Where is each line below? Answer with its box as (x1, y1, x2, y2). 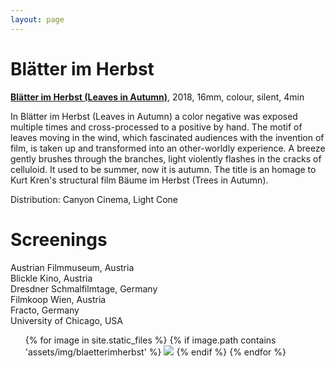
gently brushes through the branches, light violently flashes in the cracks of (10, 152, 322, 165)
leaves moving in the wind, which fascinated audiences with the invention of (10, 131, 325, 143)
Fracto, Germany (10, 304, 80, 316)
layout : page (10, 14, 65, 25)
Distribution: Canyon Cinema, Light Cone (10, 193, 178, 205)
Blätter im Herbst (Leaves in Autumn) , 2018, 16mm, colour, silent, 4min (10, 91, 305, 103)
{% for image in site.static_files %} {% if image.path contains (24, 334, 277, 346)
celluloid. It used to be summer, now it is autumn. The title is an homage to (10, 163, 317, 175)
